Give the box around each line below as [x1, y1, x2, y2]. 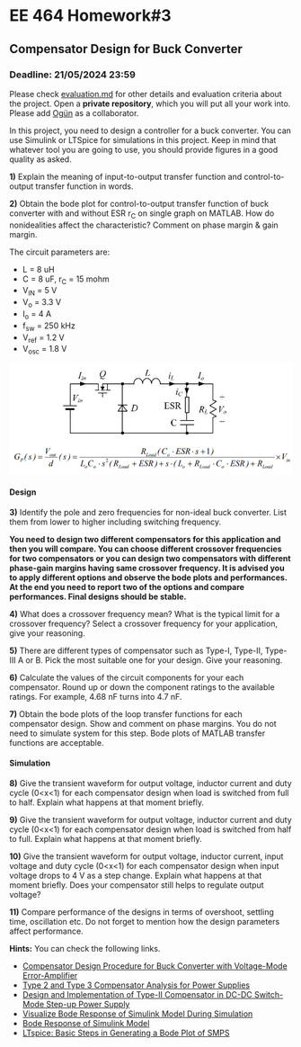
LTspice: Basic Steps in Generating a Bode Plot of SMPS [22, 1027, 230, 1039]
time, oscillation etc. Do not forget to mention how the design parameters [9, 917, 280, 927]
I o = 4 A [22, 309, 52, 321]
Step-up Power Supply [46, 999, 130, 1010]
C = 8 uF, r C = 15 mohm [22, 273, 110, 286]
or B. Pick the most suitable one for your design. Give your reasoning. [25, 654, 283, 666]
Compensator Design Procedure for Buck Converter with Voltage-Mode [22, 961, 288, 971]
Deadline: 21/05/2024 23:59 [9, 68, 137, 81]
